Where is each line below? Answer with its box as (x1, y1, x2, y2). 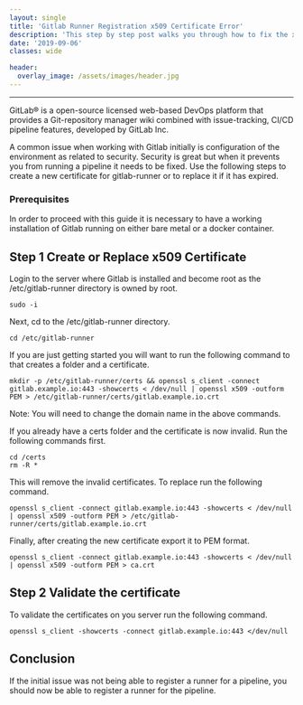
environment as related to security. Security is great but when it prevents (9, 151, 280, 162)
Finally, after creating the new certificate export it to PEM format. (9, 535, 250, 546)
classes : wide (9, 47, 63, 56)
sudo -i (9, 300, 39, 309)
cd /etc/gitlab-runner (9, 334, 95, 343)
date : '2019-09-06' (9, 38, 83, 48)
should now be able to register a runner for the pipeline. (9, 684, 216, 696)
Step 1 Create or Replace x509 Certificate (9, 249, 247, 265)
